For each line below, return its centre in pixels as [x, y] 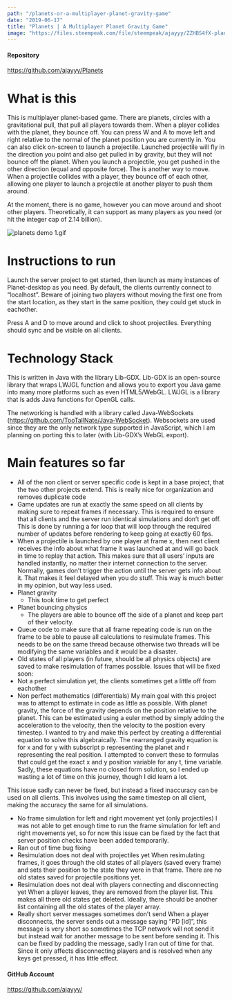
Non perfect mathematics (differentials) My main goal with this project [117, 696]
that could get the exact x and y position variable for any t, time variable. [120, 762]
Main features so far [66, 463]
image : [17, 33]
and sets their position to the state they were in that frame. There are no [119, 870]
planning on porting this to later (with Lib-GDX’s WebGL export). [98, 435]
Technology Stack [60, 358]
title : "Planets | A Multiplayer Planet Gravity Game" [88, 26]
